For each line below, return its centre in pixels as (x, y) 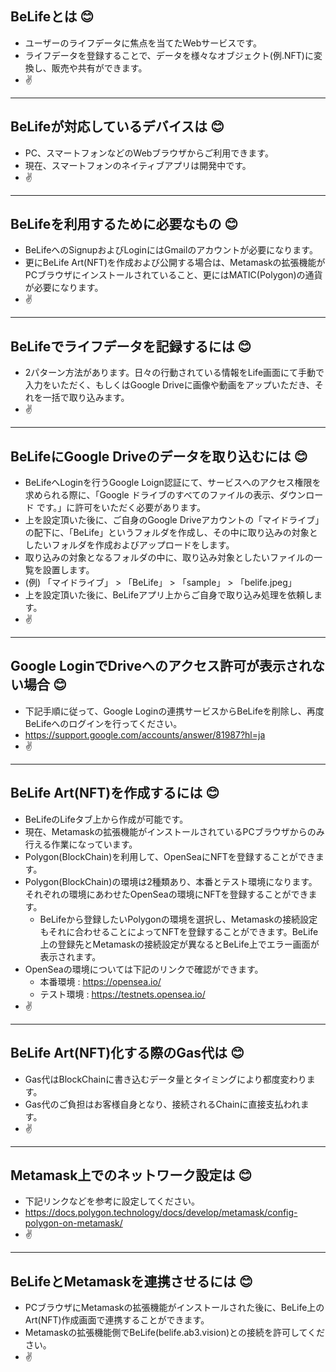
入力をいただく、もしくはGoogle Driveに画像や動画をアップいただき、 (169, 385)
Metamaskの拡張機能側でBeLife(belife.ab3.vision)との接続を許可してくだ (175, 1333)
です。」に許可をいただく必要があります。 (121, 508)
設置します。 (68, 570)
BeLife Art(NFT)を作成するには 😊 (115, 793)
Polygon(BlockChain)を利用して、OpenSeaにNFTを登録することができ (170, 856)
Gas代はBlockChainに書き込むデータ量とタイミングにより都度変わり (165, 1079)
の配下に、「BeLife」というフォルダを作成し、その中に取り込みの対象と (171, 533)
